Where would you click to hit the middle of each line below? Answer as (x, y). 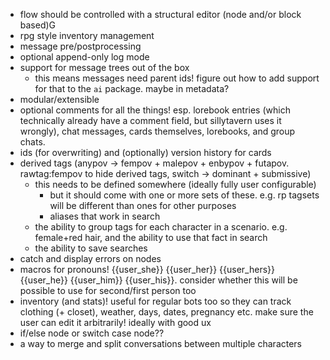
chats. (32, 142)
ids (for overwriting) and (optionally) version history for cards (145, 152)
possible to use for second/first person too (108, 290)
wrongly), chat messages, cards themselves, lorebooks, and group (157, 131)
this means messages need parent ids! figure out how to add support (177, 78)
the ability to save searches (91, 248)
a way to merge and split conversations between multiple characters (161, 343)
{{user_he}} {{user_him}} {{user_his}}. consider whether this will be (158, 280)
